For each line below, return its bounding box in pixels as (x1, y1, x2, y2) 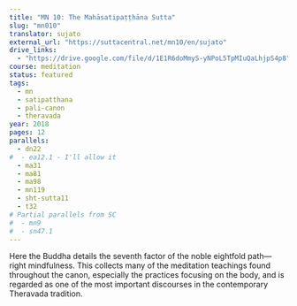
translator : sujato (9, 29, 81, 38)
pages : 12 (9, 128, 46, 137)
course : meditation (9, 63, 81, 72)
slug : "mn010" (9, 21, 62, 30)
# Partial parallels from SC (9, 210, 117, 219)
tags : (9, 79, 29, 88)
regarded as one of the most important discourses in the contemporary (9, 279, 269, 290)
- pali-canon (17, 103, 65, 112)
